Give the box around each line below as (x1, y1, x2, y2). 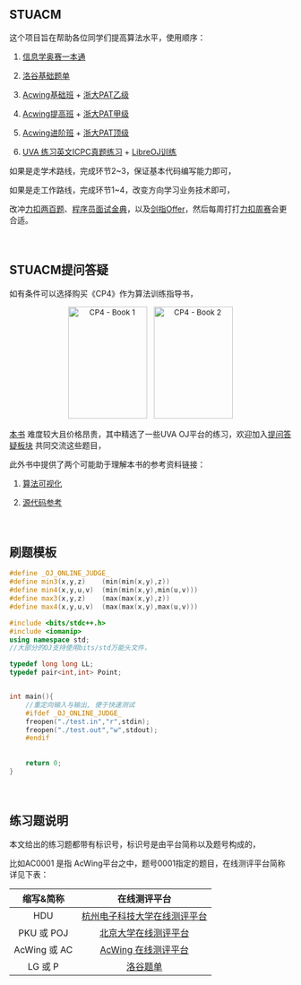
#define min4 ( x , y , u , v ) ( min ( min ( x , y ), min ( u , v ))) (9, 586, 199, 595)
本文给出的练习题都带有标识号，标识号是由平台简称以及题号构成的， (9, 838, 261, 850)
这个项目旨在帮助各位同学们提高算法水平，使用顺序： (9, 31, 206, 43)
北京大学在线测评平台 (99, 927, 190, 939)
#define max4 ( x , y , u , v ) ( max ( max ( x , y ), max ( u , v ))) (9, 602, 199, 611)
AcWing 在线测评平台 (99, 943, 190, 955)
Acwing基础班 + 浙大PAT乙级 (21, 89, 130, 99)
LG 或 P (27, 960, 60, 972)
